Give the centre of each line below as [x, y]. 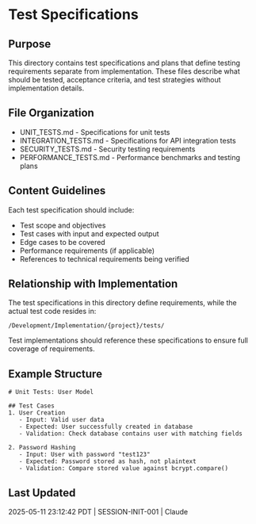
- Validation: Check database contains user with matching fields [131, 434]
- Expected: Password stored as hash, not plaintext [107, 461]
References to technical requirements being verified [105, 258]
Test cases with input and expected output [90, 233]
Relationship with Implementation [93, 284]
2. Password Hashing [42, 448]
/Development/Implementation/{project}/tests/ [86, 326]
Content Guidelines [57, 191]
